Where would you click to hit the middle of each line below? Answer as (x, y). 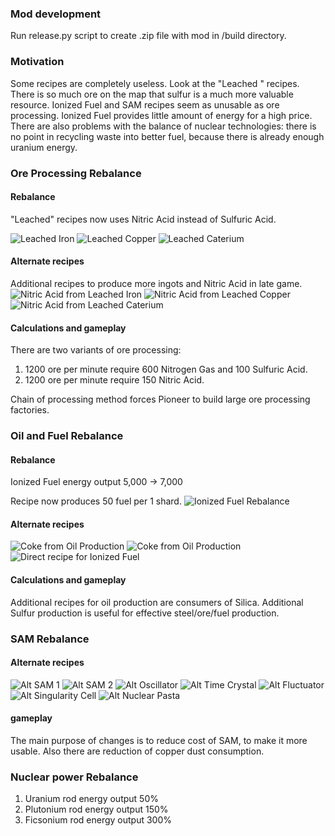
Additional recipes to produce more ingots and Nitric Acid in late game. (156, 283)
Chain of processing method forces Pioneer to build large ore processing (160, 399)
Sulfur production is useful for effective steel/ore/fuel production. (145, 613)
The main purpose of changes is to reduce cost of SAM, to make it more (159, 740)
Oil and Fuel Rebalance (67, 436)
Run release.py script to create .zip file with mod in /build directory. (148, 36)
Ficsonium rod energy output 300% (98, 820)
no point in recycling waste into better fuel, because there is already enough (167, 136)
